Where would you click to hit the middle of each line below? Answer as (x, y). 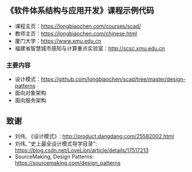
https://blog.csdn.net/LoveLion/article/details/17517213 (82, 150)
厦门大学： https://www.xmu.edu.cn (58, 41)
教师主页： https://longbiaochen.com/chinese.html (76, 33)
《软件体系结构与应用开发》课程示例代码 (80, 11)
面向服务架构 (30, 100)
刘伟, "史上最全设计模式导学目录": (56, 144)
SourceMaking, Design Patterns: (54, 157)
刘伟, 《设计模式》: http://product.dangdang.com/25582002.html (94, 136)
